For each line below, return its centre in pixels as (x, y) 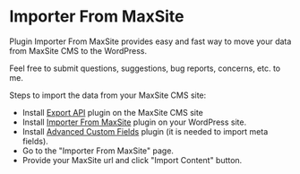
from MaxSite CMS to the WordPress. (78, 50)
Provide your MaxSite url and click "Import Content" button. (132, 160)
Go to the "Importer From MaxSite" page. (98, 151)
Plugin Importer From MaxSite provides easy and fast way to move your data (150, 41)
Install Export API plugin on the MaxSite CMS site (113, 112)
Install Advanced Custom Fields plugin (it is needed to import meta (145, 131)
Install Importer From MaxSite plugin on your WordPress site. (134, 122)
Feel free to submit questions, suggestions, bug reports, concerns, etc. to (145, 68)
